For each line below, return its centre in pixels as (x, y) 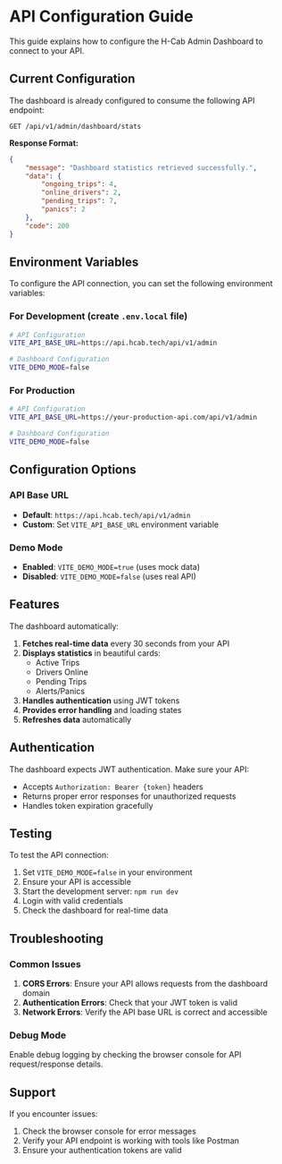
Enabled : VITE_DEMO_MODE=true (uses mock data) (111, 566)
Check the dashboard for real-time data (95, 911)
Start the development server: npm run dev (100, 891)
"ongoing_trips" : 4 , (79, 184)
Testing (31, 833)
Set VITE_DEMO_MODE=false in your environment (108, 872)
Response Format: (44, 143)
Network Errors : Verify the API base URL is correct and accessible (145, 1012)
